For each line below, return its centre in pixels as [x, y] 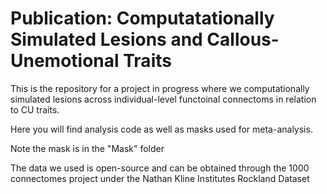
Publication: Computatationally [142, 18]
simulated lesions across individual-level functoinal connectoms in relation [163, 99]
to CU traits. [35, 109]
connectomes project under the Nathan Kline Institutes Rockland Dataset [160, 178]
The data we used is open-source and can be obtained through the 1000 [160, 168]
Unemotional [65, 61]
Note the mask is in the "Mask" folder [87, 148]
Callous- [243, 39]
